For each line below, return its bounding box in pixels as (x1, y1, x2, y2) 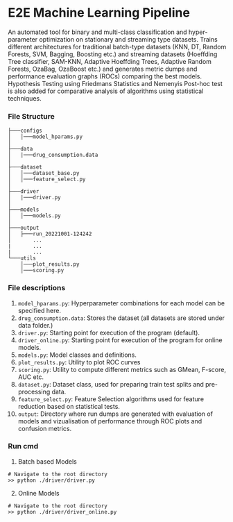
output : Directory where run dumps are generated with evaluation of (17, 410, 214, 418)
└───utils (8, 255, 37, 262)
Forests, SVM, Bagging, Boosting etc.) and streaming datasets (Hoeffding (8, 50, 218, 58)
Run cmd (8, 441, 39, 451)
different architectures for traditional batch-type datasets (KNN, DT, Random (8, 42, 227, 51)
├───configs (8, 127, 42, 135)
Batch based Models (17, 457, 77, 466)
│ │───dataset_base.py (8, 170, 80, 177)
